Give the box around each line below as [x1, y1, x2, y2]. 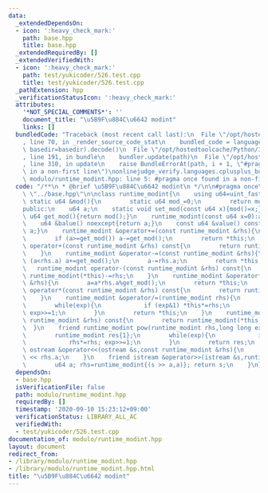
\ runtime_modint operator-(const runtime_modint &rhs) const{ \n [22, 264, 251, 272]
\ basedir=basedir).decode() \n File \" [22, 145, 159, 153]
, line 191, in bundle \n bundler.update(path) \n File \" [22, 153, 230, 161]
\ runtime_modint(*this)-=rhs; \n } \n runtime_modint [22, 272, 223, 280]
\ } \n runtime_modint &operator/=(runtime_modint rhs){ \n [22, 294, 241, 302]
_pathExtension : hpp [15, 85, 84, 94]
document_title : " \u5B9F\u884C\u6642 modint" [22, 116, 177, 124]
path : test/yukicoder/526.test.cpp [22, 71, 141, 79]
